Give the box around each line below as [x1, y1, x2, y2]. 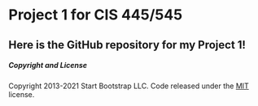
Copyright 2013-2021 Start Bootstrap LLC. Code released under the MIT [8, 81, 250, 91]
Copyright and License [8, 61, 88, 70]
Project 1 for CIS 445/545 [8, 6, 183, 24]
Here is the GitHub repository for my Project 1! [8, 38, 247, 52]
